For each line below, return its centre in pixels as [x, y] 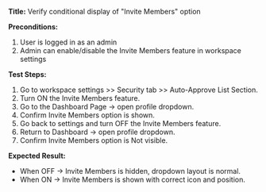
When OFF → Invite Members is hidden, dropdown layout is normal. [130, 171]
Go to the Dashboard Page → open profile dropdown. [107, 107]
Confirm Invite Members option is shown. [87, 115]
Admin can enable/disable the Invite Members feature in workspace [131, 50]
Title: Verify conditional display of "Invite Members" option [104, 12]
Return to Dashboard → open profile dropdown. [97, 132]
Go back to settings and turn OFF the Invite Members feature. [120, 123]
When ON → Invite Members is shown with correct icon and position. [133, 179]
